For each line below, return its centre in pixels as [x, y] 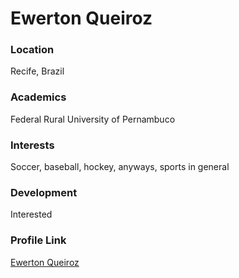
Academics [38, 97]
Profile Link [38, 240]
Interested [31, 214]
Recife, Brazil [37, 71]
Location [32, 50]
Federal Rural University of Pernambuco [93, 119]
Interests [32, 145]
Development [44, 192]
